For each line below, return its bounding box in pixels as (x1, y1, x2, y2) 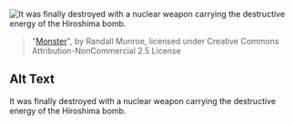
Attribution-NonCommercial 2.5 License (31, 45, 182, 56)
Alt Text (9, 72, 55, 87)
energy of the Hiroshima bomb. (9, 105, 127, 116)
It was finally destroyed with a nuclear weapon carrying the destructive (9, 95, 276, 106)
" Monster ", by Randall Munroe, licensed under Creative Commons (31, 36, 279, 46)
